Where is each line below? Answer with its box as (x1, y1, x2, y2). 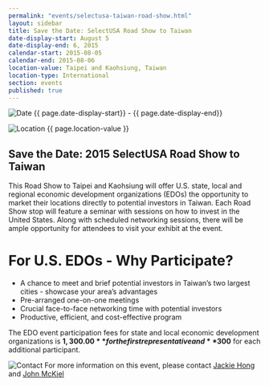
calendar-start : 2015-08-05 (8, 49, 103, 57)
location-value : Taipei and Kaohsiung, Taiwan (8, 64, 167, 72)
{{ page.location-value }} (47, 124, 130, 133)
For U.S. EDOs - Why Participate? (8, 252, 234, 270)
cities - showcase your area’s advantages (19, 286, 158, 297)
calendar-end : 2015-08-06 (8, 57, 95, 65)
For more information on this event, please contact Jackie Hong (43, 360, 255, 370)
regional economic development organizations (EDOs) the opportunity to (8, 189, 249, 199)
